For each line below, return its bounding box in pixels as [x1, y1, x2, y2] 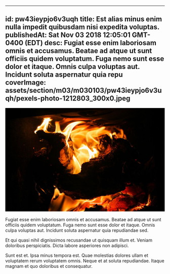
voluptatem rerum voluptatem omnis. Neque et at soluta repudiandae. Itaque [5, 258, 164, 264]
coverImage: [5, 78, 47, 87]
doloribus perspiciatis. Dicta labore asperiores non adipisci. [5, 243, 129, 249]
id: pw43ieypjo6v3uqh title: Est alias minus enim [5, 15, 162, 23]
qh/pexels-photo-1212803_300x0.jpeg [5, 94, 131, 103]
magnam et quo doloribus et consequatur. [5, 263, 93, 269]
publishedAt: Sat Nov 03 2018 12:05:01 [5, 31, 131, 40]
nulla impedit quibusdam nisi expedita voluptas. [5, 23, 159, 31]
